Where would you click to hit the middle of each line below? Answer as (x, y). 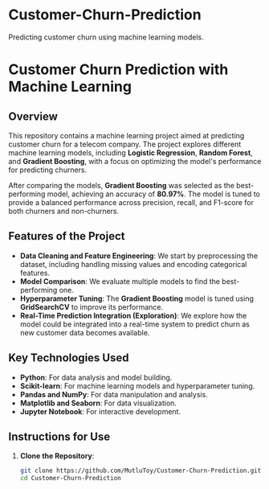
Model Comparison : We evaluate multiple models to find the (120, 281)
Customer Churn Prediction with (118, 70)
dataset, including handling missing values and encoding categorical (133, 264)
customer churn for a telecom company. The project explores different (125, 144)
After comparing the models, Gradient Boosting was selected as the (122, 185)
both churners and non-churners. (64, 211)
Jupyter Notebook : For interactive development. (100, 411)
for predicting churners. (48, 170)
